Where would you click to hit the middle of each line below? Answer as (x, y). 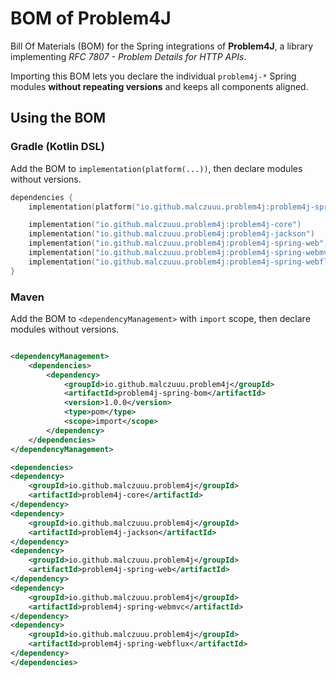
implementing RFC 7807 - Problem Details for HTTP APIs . (128, 56)
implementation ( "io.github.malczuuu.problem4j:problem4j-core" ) (165, 225)
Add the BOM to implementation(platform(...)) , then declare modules (156, 168)
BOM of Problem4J (91, 18)
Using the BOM (58, 118)
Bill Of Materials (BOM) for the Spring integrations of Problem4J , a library (162, 46)
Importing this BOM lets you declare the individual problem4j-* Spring (153, 76)
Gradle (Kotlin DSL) (57, 147)
